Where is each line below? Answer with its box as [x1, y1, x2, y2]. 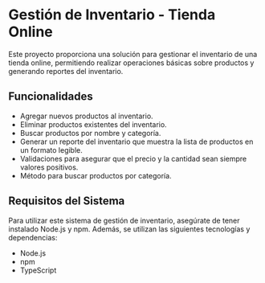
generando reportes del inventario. [8, 66, 124, 76]
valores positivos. [19, 162, 79, 172]
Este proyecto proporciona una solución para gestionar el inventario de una [8, 49, 258, 59]
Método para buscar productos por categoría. [19, 170, 172, 180]
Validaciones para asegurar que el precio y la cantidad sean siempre [19, 154, 247, 163]
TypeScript [19, 265, 57, 275]
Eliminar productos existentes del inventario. [19, 119, 167, 129]
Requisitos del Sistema [8, 195, 125, 208]
